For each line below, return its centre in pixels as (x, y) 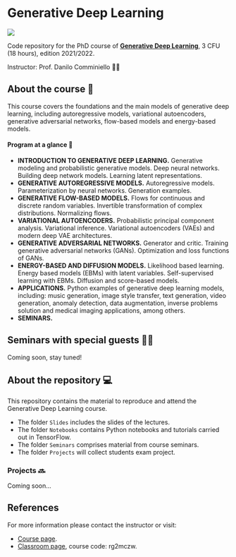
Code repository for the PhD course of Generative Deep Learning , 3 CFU (114, 46)
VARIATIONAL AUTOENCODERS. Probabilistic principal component (116, 220)
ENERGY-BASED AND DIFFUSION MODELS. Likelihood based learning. (120, 265)
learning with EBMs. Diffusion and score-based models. (98, 280)
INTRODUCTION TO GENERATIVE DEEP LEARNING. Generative (110, 160)
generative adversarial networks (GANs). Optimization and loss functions (123, 250)
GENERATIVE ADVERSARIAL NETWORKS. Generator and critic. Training (123, 243)
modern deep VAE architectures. (65, 235)
